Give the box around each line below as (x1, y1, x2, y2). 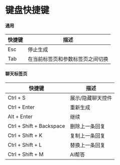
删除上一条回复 (70, 123, 105, 130)
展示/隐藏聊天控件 (70, 94, 112, 101)
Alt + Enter (8, 113, 33, 120)
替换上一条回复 (70, 141, 105, 148)
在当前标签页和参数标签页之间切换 (28, 56, 109, 63)
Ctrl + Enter (8, 104, 35, 111)
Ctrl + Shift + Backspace (8, 122, 65, 129)
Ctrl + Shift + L (8, 141, 42, 148)
